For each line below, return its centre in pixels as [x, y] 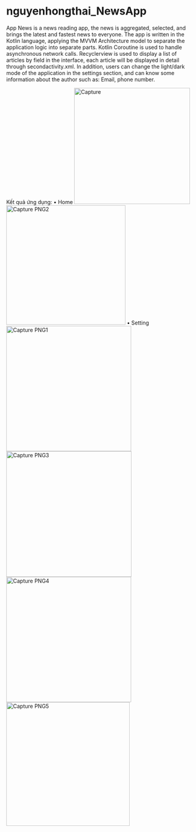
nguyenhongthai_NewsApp [76, 11]
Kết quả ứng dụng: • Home [40, 202]
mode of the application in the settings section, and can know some [90, 73]
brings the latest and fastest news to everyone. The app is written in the [96, 34]
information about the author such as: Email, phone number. [81, 79]
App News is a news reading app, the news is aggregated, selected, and [96, 28]
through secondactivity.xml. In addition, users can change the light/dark [96, 66]
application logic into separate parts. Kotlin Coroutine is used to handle [94, 47]
